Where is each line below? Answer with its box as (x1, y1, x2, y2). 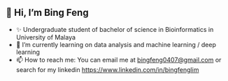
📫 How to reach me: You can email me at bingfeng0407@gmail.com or (15, 55, 222, 64)
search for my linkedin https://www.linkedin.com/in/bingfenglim (15, 65, 199, 73)
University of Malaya (15, 33, 76, 42)
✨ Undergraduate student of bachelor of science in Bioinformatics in (15, 25, 214, 33)
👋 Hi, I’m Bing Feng (6, 7, 89, 19)
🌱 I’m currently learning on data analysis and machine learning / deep (15, 40, 217, 48)
